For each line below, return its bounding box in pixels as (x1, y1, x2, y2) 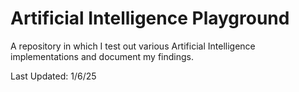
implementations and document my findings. (10, 50, 195, 62)
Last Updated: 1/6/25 (10, 70, 97, 82)
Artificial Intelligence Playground (10, 7, 290, 30)
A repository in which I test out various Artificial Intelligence (10, 40, 256, 52)
